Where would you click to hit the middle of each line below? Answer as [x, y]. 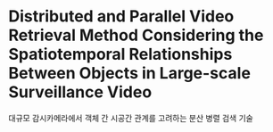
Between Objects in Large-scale [130, 74]
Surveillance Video [80, 92]
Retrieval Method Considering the [136, 35]
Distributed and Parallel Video [121, 16]
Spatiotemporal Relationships [120, 54]
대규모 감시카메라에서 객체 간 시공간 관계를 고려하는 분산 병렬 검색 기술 [131, 118]
